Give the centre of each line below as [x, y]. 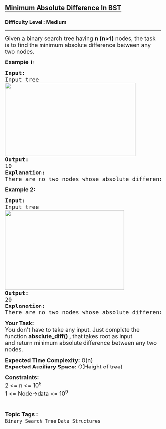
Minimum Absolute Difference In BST [63, 8]
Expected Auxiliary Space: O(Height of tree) [64, 367]
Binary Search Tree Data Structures [53, 421]
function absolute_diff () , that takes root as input [69, 336]
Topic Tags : [21, 414]
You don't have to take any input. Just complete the [72, 330]
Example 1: [20, 62]
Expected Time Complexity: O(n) [49, 360]
